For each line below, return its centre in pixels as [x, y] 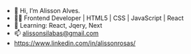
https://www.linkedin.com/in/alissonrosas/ [75, 43]
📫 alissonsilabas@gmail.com [56, 33]
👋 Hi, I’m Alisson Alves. [47, 11]
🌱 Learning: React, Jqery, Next [58, 25]
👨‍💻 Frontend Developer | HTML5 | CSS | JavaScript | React [99, 18]
